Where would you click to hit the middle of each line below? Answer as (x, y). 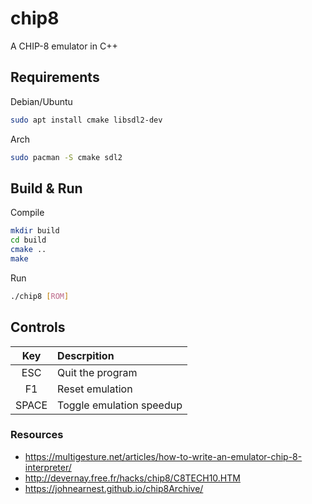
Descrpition (86, 355)
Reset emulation (95, 389)
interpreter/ (48, 467)
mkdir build (35, 231)
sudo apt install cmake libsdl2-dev (86, 120)
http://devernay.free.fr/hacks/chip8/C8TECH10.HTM (132, 478)
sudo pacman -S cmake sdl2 (66, 157)
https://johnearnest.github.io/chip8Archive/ (114, 488)
